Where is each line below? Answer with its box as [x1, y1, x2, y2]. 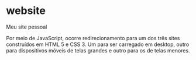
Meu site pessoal [6, 23, 47, 30]
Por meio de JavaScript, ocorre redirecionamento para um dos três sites [6, 34, 180, 41]
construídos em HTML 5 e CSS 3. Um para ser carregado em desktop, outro [6, 41, 190, 48]
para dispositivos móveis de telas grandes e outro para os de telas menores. [6, 47, 190, 54]
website [6, 4, 46, 17]
